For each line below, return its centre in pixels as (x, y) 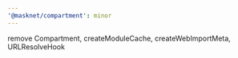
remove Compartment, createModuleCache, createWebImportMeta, (119, 38)
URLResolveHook (36, 46)
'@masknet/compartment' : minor (60, 15)
